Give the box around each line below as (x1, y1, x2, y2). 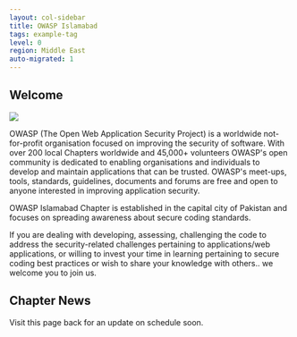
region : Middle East (9, 46, 87, 55)
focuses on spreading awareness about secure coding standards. (9, 212, 251, 223)
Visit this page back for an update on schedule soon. (9, 316, 204, 327)
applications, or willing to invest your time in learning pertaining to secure (9, 248, 280, 259)
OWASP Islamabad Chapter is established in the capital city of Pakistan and (9, 202, 288, 213)
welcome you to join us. (9, 267, 97, 278)
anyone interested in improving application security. (9, 185, 200, 196)
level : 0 (9, 38, 42, 47)
